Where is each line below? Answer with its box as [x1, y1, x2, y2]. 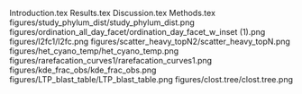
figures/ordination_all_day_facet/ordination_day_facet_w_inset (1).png [9, 27, 266, 37]
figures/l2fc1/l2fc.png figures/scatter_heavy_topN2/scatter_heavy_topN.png [9, 36, 291, 47]
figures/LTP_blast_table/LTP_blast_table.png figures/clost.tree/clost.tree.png [9, 74, 293, 84]
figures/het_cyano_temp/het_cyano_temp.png [9, 46, 179, 56]
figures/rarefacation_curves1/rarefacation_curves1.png [9, 56, 213, 65]
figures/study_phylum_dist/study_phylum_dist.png [9, 17, 196, 28]
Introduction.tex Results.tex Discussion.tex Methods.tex [9, 8, 216, 18]
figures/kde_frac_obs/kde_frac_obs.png [9, 64, 157, 75]
